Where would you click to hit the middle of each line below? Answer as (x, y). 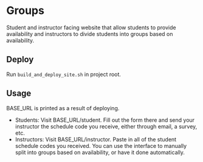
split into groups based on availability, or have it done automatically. (100, 152)
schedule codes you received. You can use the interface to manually (101, 146)
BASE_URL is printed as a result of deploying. (63, 108)
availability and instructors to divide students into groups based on (90, 33)
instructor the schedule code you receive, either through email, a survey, (106, 126)
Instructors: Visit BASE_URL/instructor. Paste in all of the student (96, 139)
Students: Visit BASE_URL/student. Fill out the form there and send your (105, 120)
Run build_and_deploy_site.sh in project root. (64, 74)
